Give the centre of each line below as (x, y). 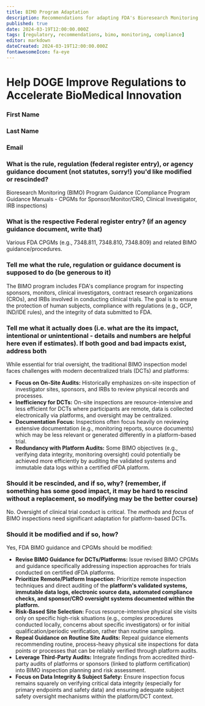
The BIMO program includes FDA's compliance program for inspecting (95, 286)
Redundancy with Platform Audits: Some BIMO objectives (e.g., (96, 448)
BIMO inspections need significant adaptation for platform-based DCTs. (97, 518)
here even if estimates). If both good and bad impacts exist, (96, 343)
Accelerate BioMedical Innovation (94, 95)
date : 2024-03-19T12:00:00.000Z (47, 29)
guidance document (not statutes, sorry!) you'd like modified (99, 171)
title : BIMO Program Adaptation (47, 12)
